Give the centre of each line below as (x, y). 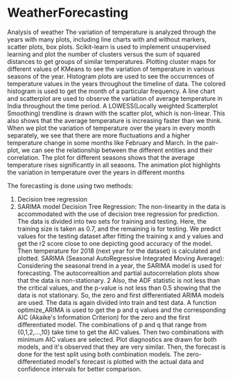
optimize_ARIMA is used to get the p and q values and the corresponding (121, 310)
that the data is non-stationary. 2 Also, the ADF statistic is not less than (119, 280)
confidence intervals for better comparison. (79, 369)
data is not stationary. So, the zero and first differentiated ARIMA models (121, 295)
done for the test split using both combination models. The (101, 354)
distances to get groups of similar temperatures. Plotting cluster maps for (112, 61)
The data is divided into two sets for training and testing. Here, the (112, 221)
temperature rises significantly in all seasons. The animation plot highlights (114, 165)
